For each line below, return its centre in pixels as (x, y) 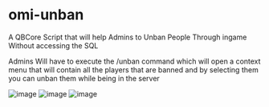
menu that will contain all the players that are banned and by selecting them (133, 69)
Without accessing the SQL (53, 45)
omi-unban (46, 15)
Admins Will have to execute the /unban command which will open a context (134, 61)
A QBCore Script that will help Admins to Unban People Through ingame (128, 37)
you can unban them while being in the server (84, 78)
